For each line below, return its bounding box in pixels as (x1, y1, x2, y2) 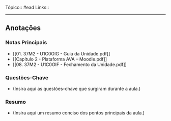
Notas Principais (5, 39, 47, 46)
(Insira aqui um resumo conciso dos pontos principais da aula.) (12, 110, 145, 116)
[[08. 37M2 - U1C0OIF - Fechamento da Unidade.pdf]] (12, 61, 127, 68)
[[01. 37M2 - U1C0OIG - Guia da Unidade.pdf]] (12, 50, 110, 56)
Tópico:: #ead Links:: (5, 5, 49, 10)
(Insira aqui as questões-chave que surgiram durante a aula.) (12, 85, 141, 92)
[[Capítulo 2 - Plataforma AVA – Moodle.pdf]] (12, 56, 107, 62)
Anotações (5, 24, 41, 33)
